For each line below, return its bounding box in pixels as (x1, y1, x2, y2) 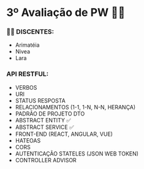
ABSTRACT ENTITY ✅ (15, 116, 72, 124)
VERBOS (15, 84, 37, 91)
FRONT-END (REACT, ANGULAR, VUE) (15, 130, 113, 138)
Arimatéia (15, 41, 40, 49)
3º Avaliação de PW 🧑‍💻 (6, 6, 126, 20)
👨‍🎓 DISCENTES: (6, 28, 55, 36)
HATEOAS (15, 136, 41, 144)
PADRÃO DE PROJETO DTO (15, 110, 85, 117)
